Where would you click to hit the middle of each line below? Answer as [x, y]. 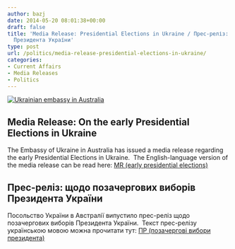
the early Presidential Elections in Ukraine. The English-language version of [117, 158]
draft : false [26, 27]
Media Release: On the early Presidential [98, 122]
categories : [25, 60]
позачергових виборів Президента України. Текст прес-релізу [102, 223]
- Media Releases [33, 73]
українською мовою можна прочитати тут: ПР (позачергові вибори [109, 230]
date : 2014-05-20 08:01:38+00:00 [56, 21]
